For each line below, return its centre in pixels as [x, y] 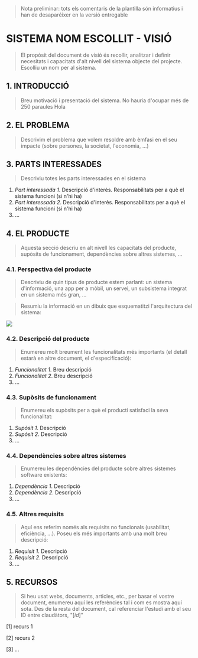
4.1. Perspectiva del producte [49, 269]
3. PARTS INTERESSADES [54, 164]
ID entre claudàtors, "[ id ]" [52, 615]
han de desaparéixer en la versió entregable [74, 15]
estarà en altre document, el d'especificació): [76, 358]
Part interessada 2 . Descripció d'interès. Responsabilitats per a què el [100, 203]
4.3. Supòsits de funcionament [51, 397]
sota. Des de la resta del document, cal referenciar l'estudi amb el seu [106, 609]
